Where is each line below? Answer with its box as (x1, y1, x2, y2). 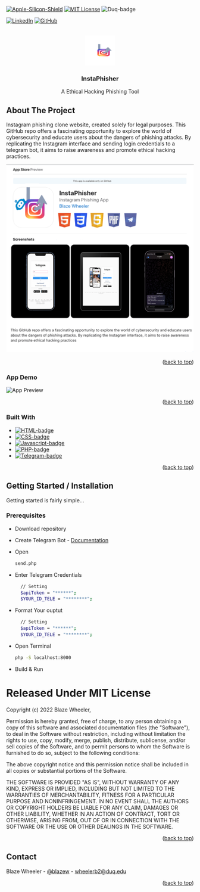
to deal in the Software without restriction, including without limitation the (6, 730, 186, 737)
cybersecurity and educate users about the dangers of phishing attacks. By (6, 134, 192, 141)
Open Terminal (14, 642, 52, 649)
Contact (6, 852, 37, 862)
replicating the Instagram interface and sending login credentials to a (6, 140, 176, 147)
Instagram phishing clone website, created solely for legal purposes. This (6, 121, 186, 128)
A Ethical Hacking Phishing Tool (61, 88, 139, 95)
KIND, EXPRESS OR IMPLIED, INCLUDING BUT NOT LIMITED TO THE (6, 785, 175, 792)
